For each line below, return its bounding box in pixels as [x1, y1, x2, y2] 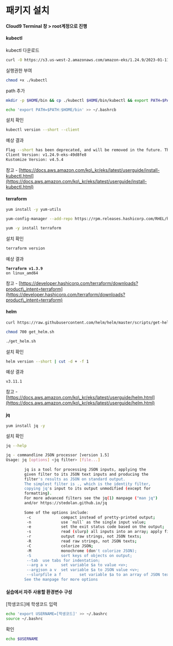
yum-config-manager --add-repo [6, 217, 73, 222]
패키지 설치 [6, 5, 50, 16]
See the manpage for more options [24, 577, 98, 582]
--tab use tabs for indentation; [26, 558, 101, 563]
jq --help [6, 443, 27, 448]
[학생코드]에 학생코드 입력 [6, 601, 57, 607]
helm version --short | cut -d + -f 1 [6, 358, 89, 364]
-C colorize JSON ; [26, 543, 94, 548]
